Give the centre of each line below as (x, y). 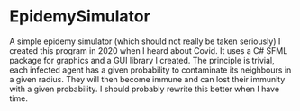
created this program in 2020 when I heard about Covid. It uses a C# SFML (149, 50)
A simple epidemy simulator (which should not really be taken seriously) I (145, 41)
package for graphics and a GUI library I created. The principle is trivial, (142, 60)
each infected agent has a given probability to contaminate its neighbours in (150, 70)
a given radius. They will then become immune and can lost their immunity (147, 79)
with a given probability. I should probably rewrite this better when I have (145, 89)
